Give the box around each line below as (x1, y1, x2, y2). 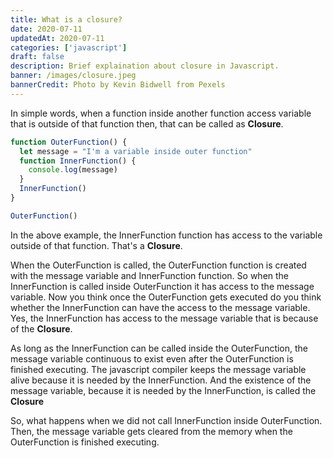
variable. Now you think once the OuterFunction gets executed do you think (10, 291, 322, 303)
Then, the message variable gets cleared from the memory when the (10, 425, 293, 437)
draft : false (10, 52, 65, 62)
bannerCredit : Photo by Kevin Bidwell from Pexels (10, 80, 226, 90)
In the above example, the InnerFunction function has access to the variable (10, 229, 323, 241)
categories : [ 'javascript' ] (10, 42, 128, 53)
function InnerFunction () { (19, 156, 137, 166)
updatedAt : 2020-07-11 (10, 33, 105, 43)
